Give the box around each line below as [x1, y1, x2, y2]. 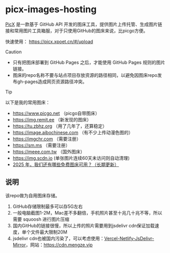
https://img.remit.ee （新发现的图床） [12, 116, 92, 122]
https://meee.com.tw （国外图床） [12, 149, 85, 155]
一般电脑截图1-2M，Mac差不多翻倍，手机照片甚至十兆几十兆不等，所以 [12, 209, 162, 216]
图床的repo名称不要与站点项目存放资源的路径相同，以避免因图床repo [12, 72, 158, 78]
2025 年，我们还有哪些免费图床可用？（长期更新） [12, 161, 119, 167]
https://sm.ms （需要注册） [12, 142, 70, 148]
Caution [5, 49, 22, 55]
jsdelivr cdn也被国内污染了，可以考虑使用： [12, 235, 105, 241]
